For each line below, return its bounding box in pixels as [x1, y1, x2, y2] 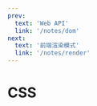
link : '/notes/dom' [14, 26, 80, 35]
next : [7, 34, 26, 43]
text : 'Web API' [14, 19, 69, 27]
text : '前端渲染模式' [14, 42, 79, 50]
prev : [7, 11, 26, 20]
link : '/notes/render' [14, 49, 91, 57]
